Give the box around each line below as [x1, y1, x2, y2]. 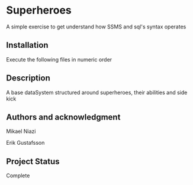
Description [6, 73, 50, 83]
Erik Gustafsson [6, 139, 45, 147]
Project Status [6, 156, 60, 166]
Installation [6, 40, 49, 50]
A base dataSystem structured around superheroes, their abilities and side [6, 89, 188, 96]
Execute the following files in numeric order [6, 56, 112, 63]
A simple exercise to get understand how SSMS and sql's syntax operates [6, 23, 186, 30]
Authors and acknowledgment [6, 112, 121, 122]
